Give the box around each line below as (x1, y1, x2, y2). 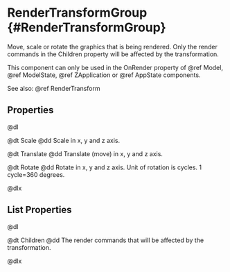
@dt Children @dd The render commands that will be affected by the (7, 236, 204, 244)
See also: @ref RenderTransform (7, 84, 100, 92)
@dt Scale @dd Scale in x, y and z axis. (7, 136, 121, 144)
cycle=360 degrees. (7, 170, 65, 178)
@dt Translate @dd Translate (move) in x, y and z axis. (7, 149, 163, 158)
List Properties (7, 204, 72, 216)
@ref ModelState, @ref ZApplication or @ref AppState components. (7, 71, 201, 79)
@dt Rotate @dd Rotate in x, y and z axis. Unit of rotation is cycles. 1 (7, 163, 202, 171)
